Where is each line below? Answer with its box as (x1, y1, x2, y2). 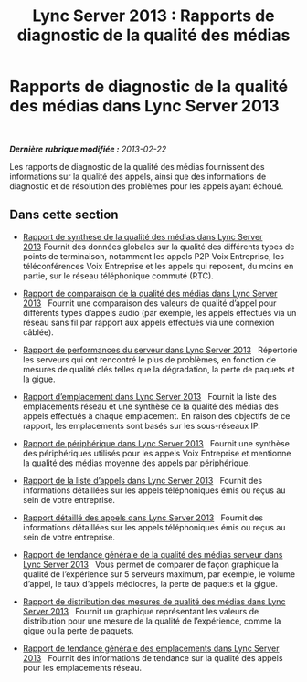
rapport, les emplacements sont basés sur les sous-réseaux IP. (22, 420, 260, 431)
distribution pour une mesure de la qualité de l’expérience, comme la (22, 615, 281, 626)
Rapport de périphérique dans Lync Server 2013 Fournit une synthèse (22, 437, 291, 448)
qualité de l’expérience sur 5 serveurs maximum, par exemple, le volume (22, 568, 296, 580)
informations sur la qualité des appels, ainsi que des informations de (9, 171, 267, 182)
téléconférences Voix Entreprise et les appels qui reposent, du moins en (22, 260, 294, 271)
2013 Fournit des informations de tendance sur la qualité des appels (22, 652, 283, 663)
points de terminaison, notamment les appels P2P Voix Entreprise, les (22, 250, 285, 261)
